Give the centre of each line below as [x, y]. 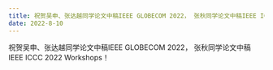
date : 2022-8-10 [36, 23]
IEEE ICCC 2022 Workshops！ [59, 57]
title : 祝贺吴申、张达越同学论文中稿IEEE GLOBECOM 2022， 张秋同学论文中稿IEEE [133, 16]
